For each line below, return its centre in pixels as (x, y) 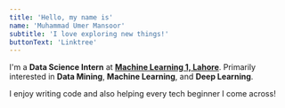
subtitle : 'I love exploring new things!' (89, 34)
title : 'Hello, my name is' (61, 17)
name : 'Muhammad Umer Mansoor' (67, 26)
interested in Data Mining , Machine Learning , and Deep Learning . (131, 77)
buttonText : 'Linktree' (53, 42)
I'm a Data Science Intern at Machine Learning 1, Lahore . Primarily (133, 67)
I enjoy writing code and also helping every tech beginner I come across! (142, 94)
